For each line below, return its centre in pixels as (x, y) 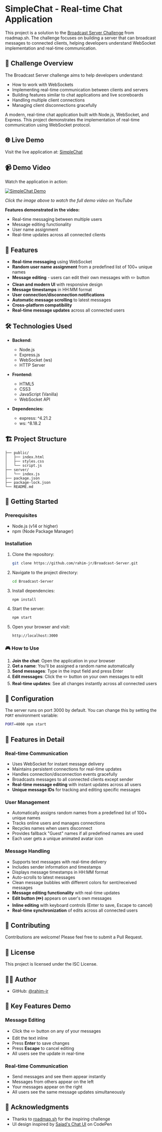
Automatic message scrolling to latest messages (61, 300)
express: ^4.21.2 (35, 418)
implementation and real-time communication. (51, 48)
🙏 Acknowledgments (37, 1107)
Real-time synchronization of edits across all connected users (75, 910)
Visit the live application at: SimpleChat (44, 152)
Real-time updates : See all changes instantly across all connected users (84, 683)
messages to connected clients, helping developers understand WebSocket (80, 43)
